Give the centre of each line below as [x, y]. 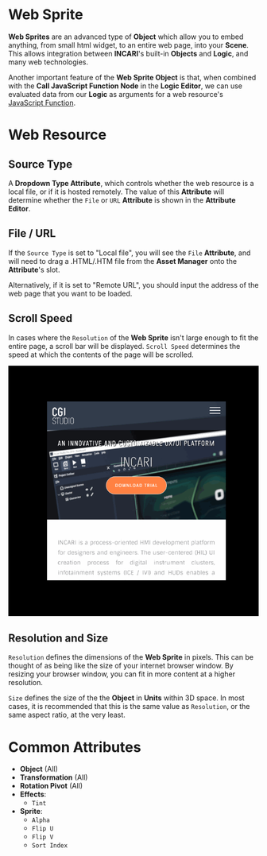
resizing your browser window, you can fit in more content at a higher [122, 674]
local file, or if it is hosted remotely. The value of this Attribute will [116, 192]
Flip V [43, 837]
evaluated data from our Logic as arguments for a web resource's [116, 94]
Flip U [43, 829]
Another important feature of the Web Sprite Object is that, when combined [132, 77]
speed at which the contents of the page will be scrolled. [101, 354]
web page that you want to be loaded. [70, 293]
